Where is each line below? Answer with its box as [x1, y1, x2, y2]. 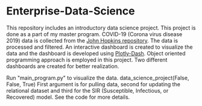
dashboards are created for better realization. [6, 62, 119, 70]
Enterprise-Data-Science [6, 4, 135, 18]
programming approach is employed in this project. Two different [6, 56, 168, 63]
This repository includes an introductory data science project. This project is [6, 24, 196, 31]
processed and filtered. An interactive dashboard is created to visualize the [6, 43, 193, 51]
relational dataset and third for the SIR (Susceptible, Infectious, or [6, 87, 169, 94]
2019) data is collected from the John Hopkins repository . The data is [6, 37, 178, 44]
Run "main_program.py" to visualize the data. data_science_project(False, [6, 74, 189, 81]
